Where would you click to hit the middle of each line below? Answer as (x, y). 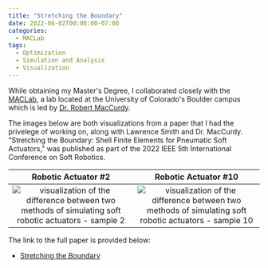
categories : (28, 30)
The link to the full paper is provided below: (80, 240)
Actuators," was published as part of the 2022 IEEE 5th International (120, 148)
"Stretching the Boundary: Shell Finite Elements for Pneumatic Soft (118, 140)
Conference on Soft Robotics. (57, 157)
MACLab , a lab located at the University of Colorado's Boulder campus (124, 99)
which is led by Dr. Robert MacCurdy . (69, 107)
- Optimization (41, 53)
